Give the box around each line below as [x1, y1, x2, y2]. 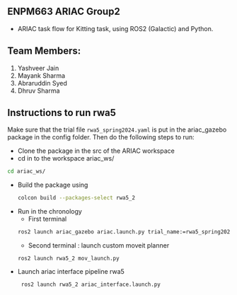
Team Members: [7, 45, 81, 57]
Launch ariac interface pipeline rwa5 [17, 267, 125, 276]
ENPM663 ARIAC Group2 [7, 6, 120, 18]
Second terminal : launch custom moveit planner [28, 241, 170, 250]
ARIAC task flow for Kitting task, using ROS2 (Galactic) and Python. [17, 24, 214, 33]
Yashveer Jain [17, 64, 59, 72]
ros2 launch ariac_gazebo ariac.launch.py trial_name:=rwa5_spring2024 [17, 229, 233, 236]
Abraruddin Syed [17, 79, 67, 87]
